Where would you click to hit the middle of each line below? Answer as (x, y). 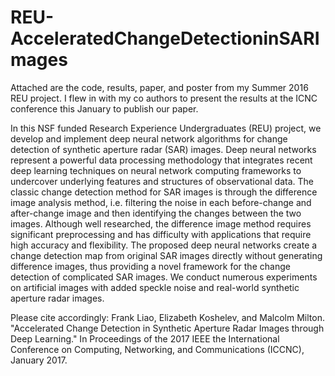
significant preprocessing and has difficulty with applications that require (161, 234)
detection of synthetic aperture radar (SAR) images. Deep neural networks (163, 149)
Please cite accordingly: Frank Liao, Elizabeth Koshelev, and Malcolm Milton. (167, 317)
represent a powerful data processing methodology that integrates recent (161, 160)
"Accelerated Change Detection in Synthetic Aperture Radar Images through (167, 328)
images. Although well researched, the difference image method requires (161, 223)
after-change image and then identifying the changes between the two (156, 213)
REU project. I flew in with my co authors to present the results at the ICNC (164, 98)
